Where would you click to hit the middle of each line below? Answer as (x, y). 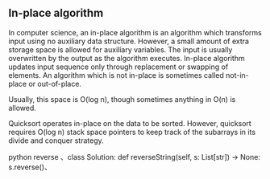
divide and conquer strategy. (56, 140)
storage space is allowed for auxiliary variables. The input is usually (120, 49)
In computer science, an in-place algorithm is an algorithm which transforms (135, 32)
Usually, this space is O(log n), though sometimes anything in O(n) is (122, 99)
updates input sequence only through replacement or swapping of (118, 67)
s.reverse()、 (30, 167)
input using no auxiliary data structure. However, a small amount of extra (129, 41)
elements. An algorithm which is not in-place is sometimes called (116, 75)
